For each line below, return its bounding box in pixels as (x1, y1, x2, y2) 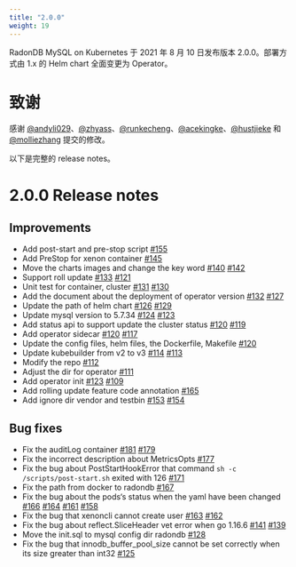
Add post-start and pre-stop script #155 (21, 244, 168, 254)
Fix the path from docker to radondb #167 (21, 482, 175, 493)
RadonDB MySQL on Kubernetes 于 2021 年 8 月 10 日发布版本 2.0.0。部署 (9, 46, 280, 58)
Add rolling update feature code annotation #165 (21, 386, 199, 396)
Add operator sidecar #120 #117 (21, 329, 138, 339)
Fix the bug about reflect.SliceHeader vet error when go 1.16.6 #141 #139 (21, 520, 286, 531)
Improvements (9, 220, 91, 236)
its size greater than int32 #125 (21, 548, 136, 559)
